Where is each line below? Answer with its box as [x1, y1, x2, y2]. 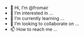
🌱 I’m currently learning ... [10, 15, 65, 21]
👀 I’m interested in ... [10, 10, 53, 16]
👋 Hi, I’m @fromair [10, 5, 48, 10]
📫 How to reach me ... [10, 26, 58, 32]
